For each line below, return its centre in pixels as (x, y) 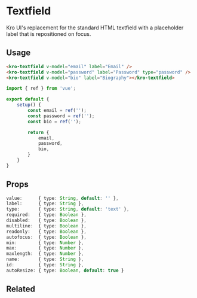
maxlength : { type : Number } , (45, 254)
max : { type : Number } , (45, 248)
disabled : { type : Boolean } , (46, 221)
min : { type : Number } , (45, 243)
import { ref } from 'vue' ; (41, 89)
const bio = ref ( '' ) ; (55, 121)
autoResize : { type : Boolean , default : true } (65, 270)
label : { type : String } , (45, 204)
